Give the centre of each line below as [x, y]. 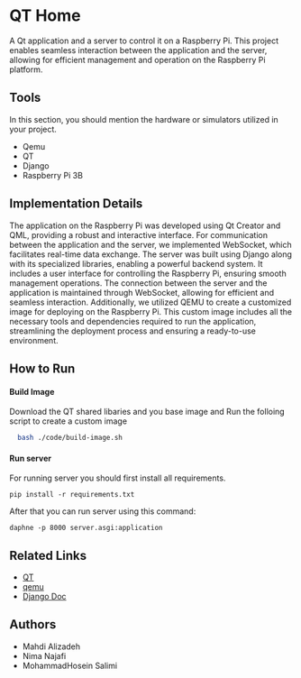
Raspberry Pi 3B [53, 175]
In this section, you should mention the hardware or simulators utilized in [144, 119]
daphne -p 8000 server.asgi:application [87, 528]
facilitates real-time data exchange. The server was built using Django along [151, 254]
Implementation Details [76, 204]
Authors [33, 624]
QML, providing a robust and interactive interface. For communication [139, 234]
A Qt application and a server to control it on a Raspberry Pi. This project [144, 41]
